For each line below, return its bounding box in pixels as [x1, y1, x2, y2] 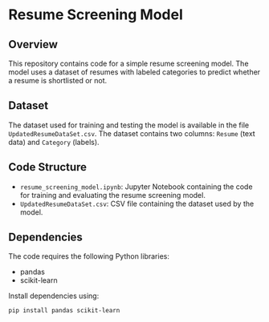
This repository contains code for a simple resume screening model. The [8, 58, 249, 68]
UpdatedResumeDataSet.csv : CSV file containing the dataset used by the [19, 199, 255, 208]
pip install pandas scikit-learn [8, 307, 120, 315]
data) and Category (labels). [8, 137, 100, 147]
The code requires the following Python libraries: [8, 252, 170, 261]
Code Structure [8, 160, 87, 174]
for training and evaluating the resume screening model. [19, 190, 206, 199]
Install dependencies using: [8, 291, 100, 301]
